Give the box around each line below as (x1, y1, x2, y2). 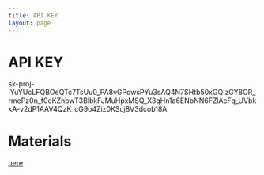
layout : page (8, 19, 51, 27)
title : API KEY (8, 11, 58, 20)
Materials (8, 132, 72, 150)
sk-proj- (8, 79, 35, 89)
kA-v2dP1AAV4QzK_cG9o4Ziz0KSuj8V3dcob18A (8, 105, 168, 114)
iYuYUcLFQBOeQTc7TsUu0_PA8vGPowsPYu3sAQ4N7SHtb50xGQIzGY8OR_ (8, 88, 256, 97)
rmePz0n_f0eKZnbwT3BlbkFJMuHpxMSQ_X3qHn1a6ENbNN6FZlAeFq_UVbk (8, 96, 257, 105)
